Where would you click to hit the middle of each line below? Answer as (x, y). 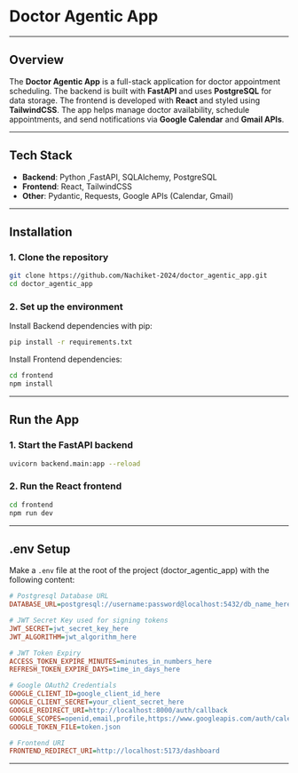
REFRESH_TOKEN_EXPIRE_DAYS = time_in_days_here (94, 669)
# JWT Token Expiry (45, 653)
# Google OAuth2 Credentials (63, 686)
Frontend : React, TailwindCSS (77, 186)
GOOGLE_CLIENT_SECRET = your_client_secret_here (97, 702)
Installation (41, 231)
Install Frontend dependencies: (66, 359)
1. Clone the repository (59, 257)
